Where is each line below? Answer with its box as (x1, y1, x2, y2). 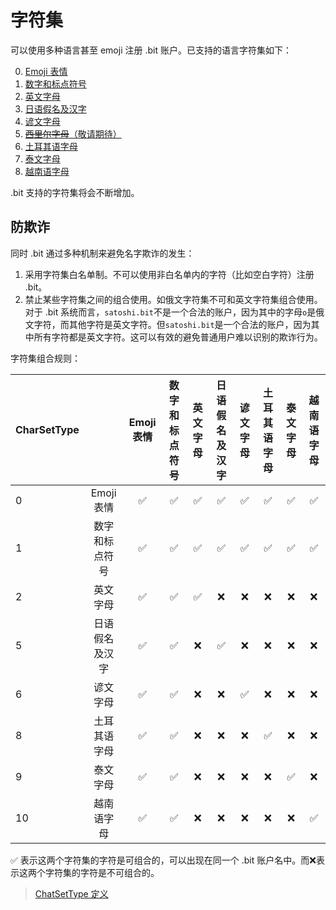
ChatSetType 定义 (34, 887, 109, 900)
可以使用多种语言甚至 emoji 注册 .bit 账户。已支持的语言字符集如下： (10, 44, 292, 56)
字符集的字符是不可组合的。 (44, 866, 160, 878)
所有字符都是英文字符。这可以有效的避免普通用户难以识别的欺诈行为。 (33, 331, 323, 343)
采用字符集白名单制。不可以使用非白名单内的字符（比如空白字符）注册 (24, 268, 315, 280)
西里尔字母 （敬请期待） (24, 127, 122, 140)
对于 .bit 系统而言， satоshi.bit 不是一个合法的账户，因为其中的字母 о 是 (24, 306, 317, 318)
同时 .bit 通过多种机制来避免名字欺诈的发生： (10, 247, 195, 259)
